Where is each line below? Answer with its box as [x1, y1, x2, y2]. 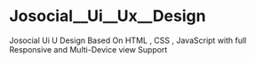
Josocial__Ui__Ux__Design [9, 6, 206, 26]
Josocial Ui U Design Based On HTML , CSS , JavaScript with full [9, 35, 247, 45]
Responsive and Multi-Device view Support [9, 44, 168, 54]
